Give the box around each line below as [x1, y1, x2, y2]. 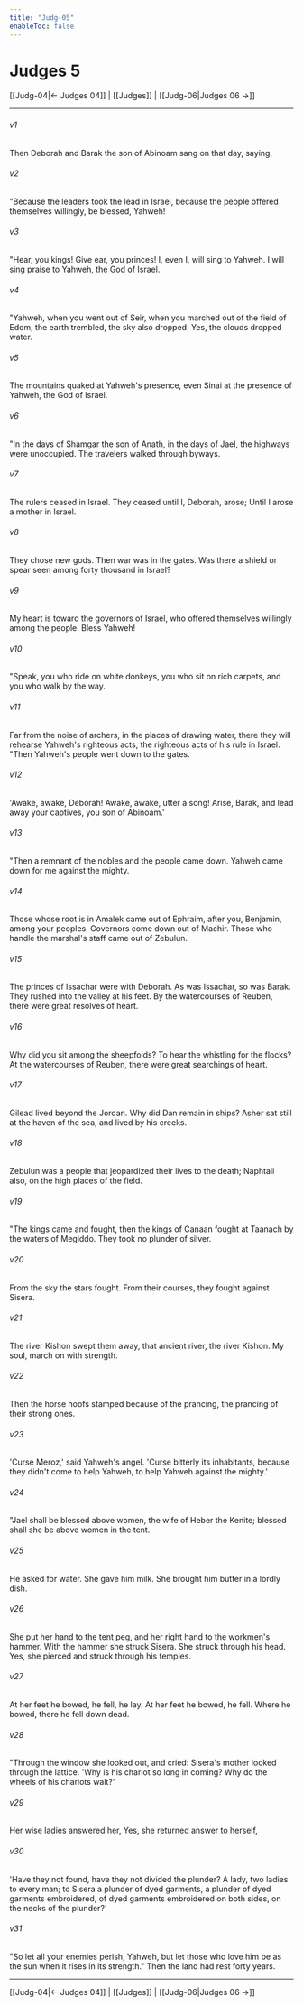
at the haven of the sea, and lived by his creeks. [9, 1116, 188, 1128]
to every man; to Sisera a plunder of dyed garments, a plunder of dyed [9, 1883, 271, 1894]
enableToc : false [9, 22, 75, 31]
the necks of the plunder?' [9, 1902, 107, 1913]
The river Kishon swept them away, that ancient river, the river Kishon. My [9, 1340, 284, 1351]
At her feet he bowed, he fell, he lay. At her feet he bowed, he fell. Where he [9, 1698, 291, 1710]
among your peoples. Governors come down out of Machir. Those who [9, 923, 273, 934]
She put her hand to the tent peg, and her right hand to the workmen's [9, 1631, 271, 1642]
